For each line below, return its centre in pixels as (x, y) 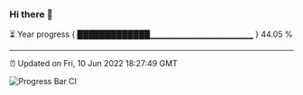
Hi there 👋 (32, 14)
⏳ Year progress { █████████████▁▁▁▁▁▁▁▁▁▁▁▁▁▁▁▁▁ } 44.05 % (151, 34)
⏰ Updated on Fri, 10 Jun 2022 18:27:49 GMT (94, 64)
